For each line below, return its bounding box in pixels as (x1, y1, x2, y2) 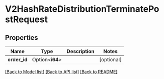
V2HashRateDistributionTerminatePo (5, 3, 160, 15)
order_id (7, 56, 28, 63)
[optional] (99, 56, 122, 63)
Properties (5, 33, 38, 42)
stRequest (5, 14, 48, 25)
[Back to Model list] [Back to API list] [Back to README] (5, 69, 118, 75)
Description (66, 48, 95, 54)
